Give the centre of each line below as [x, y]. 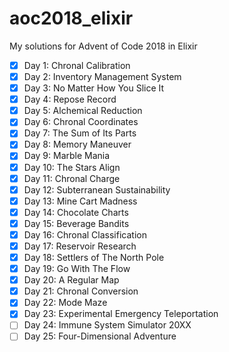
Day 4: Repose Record [70, 99]
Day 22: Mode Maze [65, 303]
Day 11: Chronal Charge [72, 178]
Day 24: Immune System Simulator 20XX [107, 325]
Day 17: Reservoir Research [80, 246]
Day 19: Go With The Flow [77, 269]
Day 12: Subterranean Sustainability [97, 189]
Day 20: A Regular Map [71, 280]
